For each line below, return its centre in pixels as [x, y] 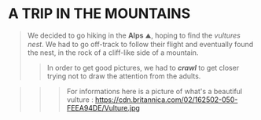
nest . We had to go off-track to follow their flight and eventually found [140, 44]
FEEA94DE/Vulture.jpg [103, 107]
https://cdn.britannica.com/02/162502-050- [167, 100]
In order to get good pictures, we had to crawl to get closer [143, 67]
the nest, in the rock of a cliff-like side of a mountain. [113, 53]
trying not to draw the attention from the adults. [124, 76]
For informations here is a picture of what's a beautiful [154, 91]
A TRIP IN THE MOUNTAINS [99, 14]
